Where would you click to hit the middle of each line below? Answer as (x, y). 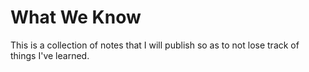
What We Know (76, 17)
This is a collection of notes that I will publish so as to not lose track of (155, 45)
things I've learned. (50, 55)
